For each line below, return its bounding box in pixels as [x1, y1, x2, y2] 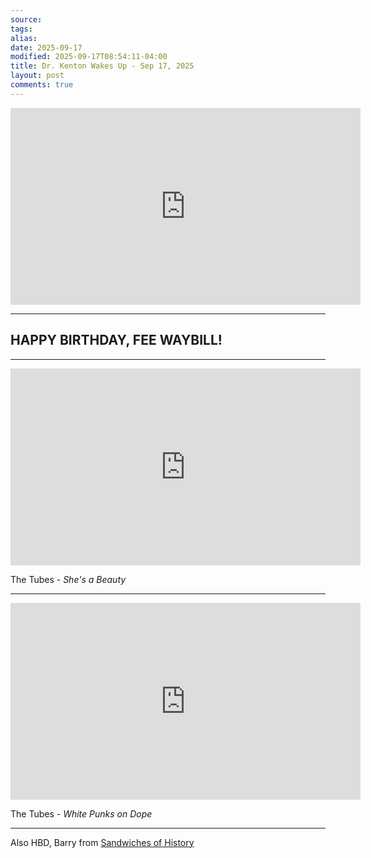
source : [10, 14, 43, 25]
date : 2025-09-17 [10, 42, 83, 53]
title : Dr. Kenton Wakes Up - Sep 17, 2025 [10, 61, 195, 71]
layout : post [10, 71, 65, 81]
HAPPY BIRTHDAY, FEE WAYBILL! [10, 332, 223, 349]
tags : [10, 24, 33, 34]
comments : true [10, 80, 74, 90]
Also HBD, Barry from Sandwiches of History [10, 836, 195, 848]
